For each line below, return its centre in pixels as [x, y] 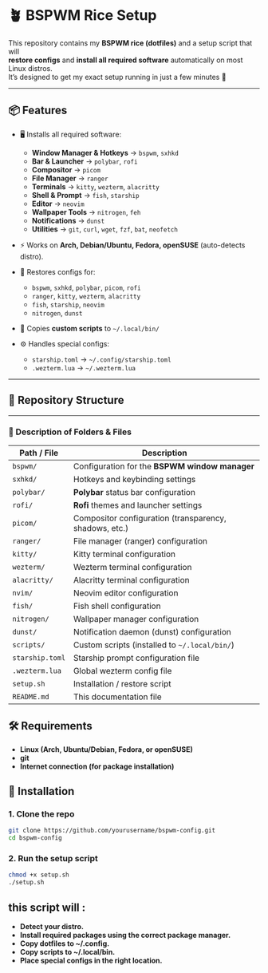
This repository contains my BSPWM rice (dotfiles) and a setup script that [130, 43]
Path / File [39, 453]
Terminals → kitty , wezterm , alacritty [95, 186]
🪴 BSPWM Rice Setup [83, 16]
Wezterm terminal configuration [132, 567]
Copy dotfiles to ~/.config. [65, 943]
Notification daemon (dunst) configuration [152, 631]
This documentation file [117, 697]
